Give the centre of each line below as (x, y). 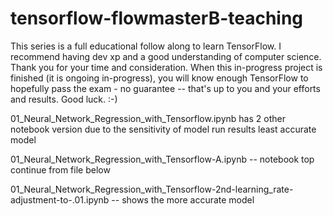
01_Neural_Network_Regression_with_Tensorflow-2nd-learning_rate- (152, 189)
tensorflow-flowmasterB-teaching (157, 18)
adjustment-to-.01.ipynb (60, 199)
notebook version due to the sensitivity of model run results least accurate (163, 129)
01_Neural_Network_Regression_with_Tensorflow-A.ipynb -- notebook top (162, 159)
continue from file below (60, 169)
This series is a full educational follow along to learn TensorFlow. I (146, 46)
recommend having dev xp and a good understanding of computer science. (166, 56)
